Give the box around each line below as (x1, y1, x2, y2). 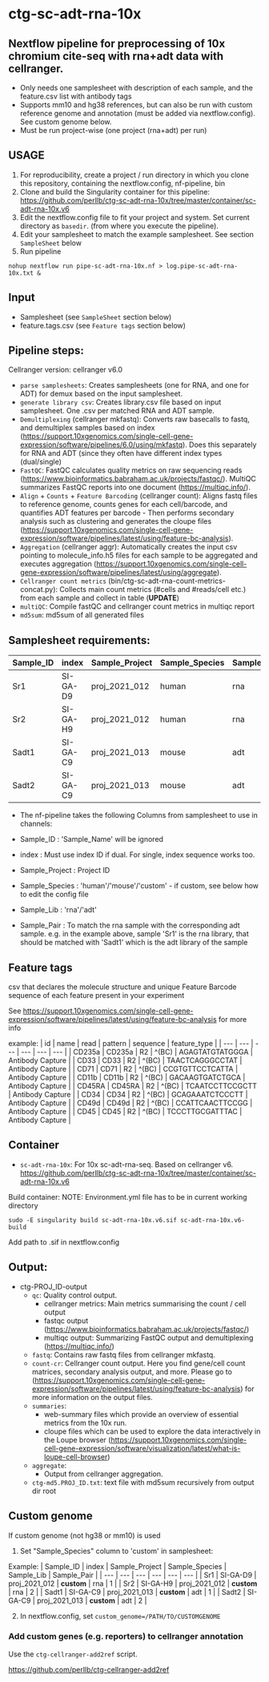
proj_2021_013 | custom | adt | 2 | (37, 1595, 147, 1605)
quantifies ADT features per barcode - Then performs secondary (19, 508, 235, 517)
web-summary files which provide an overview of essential (43, 1409, 239, 1418)
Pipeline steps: (8, 344, 84, 357)
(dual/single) (19, 457, 62, 467)
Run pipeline (19, 246, 62, 256)
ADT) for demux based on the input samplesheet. (19, 389, 183, 399)
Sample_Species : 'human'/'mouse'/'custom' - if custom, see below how (19, 881, 259, 891)
